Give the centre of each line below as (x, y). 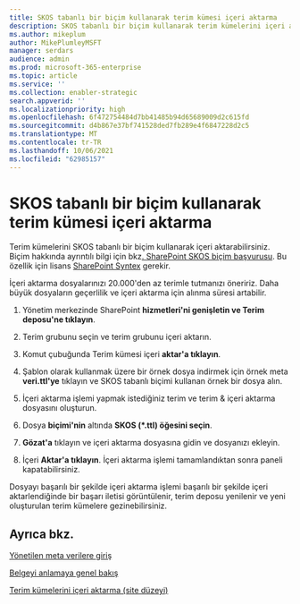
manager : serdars (42, 51)
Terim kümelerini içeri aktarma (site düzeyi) (89, 591)
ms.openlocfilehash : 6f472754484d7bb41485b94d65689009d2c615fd (129, 117)
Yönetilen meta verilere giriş (61, 556)
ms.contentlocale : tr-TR (55, 142)
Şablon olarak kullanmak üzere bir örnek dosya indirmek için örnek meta (155, 371)
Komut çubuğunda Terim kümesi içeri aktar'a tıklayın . (121, 354)
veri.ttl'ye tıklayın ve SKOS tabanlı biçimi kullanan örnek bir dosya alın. (152, 381)
